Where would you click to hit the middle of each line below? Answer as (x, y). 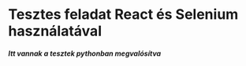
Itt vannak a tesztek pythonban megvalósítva (85, 53)
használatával (55, 31)
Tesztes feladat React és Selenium (123, 15)
